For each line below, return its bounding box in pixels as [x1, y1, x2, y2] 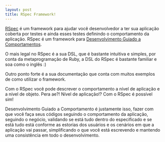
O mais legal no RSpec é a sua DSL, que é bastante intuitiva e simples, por [5, 50, 156, 57]
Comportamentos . [5, 41, 42, 47]
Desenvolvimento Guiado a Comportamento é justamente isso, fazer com [5, 106, 154, 112]
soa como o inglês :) [5, 61, 47, 67]
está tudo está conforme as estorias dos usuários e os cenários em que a [5, 122, 154, 128]
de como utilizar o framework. [5, 76, 66, 82]
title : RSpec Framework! [5, 12, 56, 17]
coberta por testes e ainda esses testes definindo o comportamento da [5, 31, 149, 37]
